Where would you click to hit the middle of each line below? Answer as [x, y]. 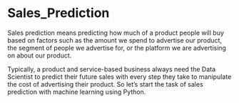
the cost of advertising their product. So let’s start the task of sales [105, 84]
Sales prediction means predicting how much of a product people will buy [116, 33]
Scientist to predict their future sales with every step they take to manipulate [119, 77]
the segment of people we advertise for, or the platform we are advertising [117, 48]
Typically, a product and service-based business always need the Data [112, 69]
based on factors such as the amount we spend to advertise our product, [115, 40]
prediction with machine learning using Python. [77, 92]
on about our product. [40, 55]
